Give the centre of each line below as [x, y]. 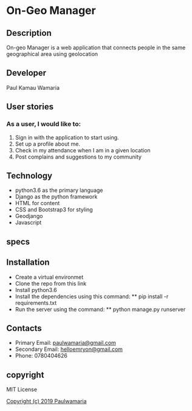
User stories [30, 107]
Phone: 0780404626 [41, 356]
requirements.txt [36, 303]
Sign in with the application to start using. [67, 137]
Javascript [28, 223]
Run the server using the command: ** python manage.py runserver [100, 309]
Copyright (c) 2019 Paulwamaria [46, 401]
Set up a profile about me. [48, 144]
